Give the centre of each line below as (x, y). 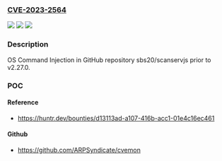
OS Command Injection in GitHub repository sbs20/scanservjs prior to (109, 60)
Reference (23, 102)
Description (28, 44)
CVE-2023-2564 (37, 10)
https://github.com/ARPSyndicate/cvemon (79, 150)
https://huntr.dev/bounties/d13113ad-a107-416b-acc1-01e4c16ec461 (116, 118)
